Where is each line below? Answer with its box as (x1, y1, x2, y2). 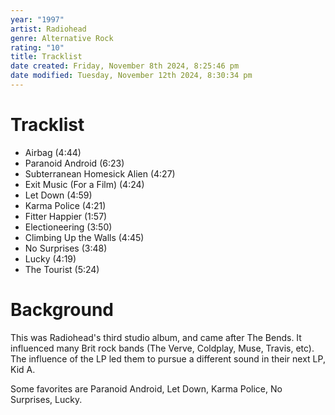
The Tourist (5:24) (24, 263, 100, 275)
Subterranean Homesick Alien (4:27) (24, 167, 176, 180)
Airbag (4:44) (24, 146, 82, 158)
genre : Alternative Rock (10, 33, 114, 43)
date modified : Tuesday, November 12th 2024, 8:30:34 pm (10, 71, 253, 81)
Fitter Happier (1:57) (24, 210, 108, 222)
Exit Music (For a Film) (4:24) (24, 178, 145, 190)
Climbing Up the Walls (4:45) (24, 231, 145, 243)
